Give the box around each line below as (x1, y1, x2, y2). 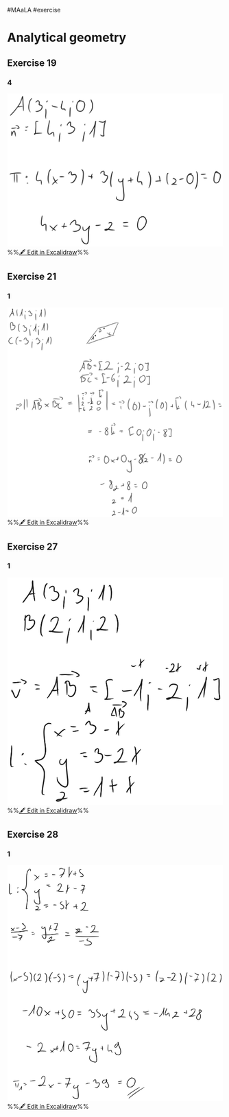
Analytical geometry (7, 30, 127, 45)
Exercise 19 (7, 57, 57, 69)
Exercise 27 (7, 541, 58, 552)
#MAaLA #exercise (7, 6, 61, 14)
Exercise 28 (7, 829, 59, 840)
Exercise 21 (7, 270, 57, 282)
